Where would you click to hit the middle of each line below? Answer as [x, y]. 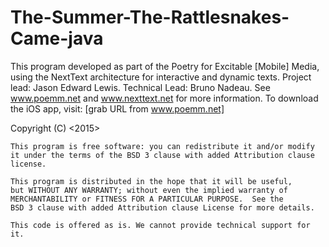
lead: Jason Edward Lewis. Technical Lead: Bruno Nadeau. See [140, 87]
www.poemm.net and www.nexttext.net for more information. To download [164, 98]
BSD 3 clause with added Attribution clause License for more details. [162, 207]
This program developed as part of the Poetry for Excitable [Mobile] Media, [165, 66]
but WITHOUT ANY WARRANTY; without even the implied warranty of [149, 190]
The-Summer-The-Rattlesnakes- [150, 17]
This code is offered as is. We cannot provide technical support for [160, 225]
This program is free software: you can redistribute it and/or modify [162, 146]
